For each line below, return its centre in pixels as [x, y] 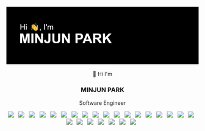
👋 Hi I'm [103, 74]
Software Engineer [103, 103]
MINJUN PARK [103, 90]
